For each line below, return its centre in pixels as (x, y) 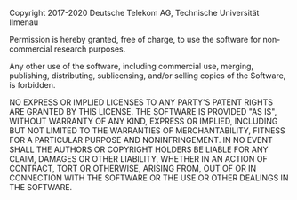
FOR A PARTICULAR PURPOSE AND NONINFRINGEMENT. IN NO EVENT (141, 140)
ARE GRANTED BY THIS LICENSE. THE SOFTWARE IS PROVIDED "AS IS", (143, 112)
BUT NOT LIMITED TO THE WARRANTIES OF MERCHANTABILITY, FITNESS (148, 131)
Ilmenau (24, 22)
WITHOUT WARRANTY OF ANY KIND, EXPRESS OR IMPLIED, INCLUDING (144, 121)
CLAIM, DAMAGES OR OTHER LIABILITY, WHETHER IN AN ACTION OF (139, 159)
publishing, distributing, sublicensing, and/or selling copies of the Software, (148, 76)
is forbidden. (32, 85)
